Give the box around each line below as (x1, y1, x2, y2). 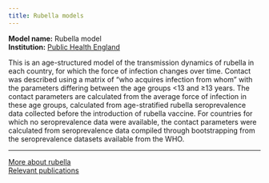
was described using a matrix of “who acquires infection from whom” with (8, 74, 253, 84)
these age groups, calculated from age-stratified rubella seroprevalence (8, 100, 247, 109)
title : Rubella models (8, 11, 84, 20)
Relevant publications (8, 165, 79, 175)
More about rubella (8, 157, 71, 166)
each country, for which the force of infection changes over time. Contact (8, 66, 251, 76)
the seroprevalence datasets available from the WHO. (8, 133, 185, 144)
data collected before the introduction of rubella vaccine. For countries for (8, 109, 253, 118)
